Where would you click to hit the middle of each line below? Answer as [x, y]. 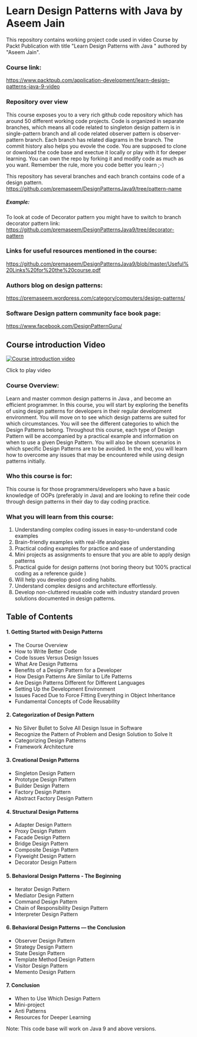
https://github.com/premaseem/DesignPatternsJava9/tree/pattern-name [94, 188]
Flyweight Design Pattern [45, 856]
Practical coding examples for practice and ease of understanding [95, 548]
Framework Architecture [44, 747]
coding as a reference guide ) [50, 574]
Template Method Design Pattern [55, 959]
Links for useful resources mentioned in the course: [81, 251]
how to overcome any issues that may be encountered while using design [95, 455]
